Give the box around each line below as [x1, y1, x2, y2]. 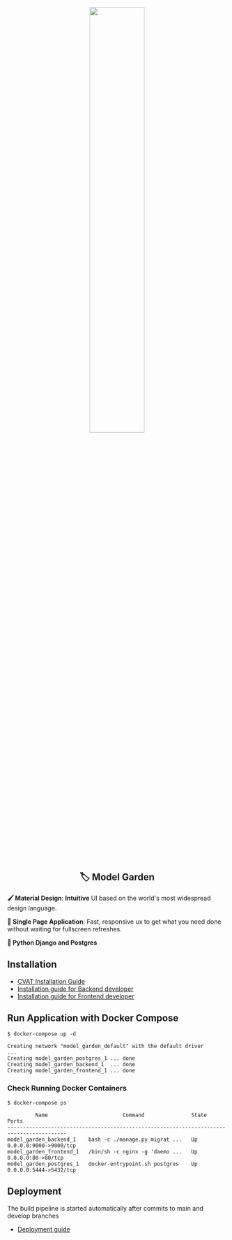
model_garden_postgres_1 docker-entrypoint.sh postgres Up [7, 1160, 198, 1167]
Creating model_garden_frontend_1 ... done [7, 1068, 136, 1075]
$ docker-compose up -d [7, 1031, 77, 1038]
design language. [7, 903, 57, 912]
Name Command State [35, 1112, 208, 1119]
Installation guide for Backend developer [17, 984, 134, 993]
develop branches [7, 1211, 59, 1220]
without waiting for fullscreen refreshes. [7, 924, 122, 933]
